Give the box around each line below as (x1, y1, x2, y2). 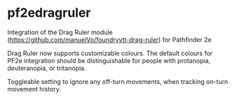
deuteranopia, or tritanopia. (7, 64, 86, 72)
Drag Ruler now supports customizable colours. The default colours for (7, 49, 213, 57)
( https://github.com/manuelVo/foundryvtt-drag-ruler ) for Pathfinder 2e (7, 35, 212, 43)
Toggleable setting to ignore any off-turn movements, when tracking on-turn (7, 77, 229, 85)
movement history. (7, 85, 62, 93)
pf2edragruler (7, 5, 91, 21)
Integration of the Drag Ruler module (7, 28, 114, 36)
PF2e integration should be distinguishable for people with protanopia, (7, 56, 211, 64)
